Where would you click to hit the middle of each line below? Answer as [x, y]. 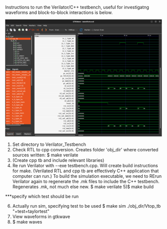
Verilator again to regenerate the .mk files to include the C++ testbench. [86, 182]
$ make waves [27, 222]
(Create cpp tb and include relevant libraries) [58, 160]
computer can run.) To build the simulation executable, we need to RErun [87, 176]
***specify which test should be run [42, 197]
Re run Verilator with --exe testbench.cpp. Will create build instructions [85, 166]
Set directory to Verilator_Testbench [49, 144]
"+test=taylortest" [31, 212]
